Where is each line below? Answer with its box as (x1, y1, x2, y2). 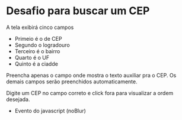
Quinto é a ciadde (14, 60, 58, 67)
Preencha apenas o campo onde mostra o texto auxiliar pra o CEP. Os (6, 72, 177, 79)
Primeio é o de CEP (14, 35, 62, 42)
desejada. (6, 96, 31, 103)
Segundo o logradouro (14, 41, 70, 48)
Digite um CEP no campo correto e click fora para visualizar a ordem (6, 89, 174, 96)
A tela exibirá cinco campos (6, 24, 74, 31)
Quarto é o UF (14, 54, 50, 61)
